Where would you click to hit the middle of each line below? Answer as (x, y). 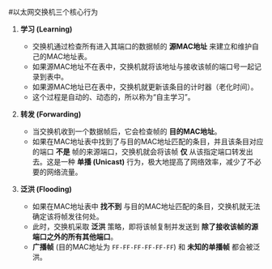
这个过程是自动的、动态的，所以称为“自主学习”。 (113, 97)
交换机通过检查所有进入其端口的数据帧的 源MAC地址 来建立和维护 (142, 46)
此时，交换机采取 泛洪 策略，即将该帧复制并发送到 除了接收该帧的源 (145, 226)
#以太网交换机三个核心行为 (53, 12)
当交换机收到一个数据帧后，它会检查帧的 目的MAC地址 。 (127, 131)
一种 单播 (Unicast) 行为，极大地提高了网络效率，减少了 (154, 162)
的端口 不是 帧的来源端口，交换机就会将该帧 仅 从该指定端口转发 (139, 152)
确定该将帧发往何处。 (68, 216)
